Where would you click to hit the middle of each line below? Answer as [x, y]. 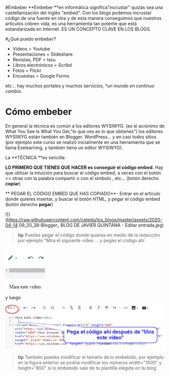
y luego [13, 297]
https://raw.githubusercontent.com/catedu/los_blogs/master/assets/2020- [84, 219]
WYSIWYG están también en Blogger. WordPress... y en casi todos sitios [81, 137]
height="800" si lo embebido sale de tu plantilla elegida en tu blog [87, 368]
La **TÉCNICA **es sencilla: [36, 157]
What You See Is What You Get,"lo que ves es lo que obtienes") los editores [84, 131]
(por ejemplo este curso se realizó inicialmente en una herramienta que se [83, 142]
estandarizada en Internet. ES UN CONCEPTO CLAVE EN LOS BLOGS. [78, 29]
